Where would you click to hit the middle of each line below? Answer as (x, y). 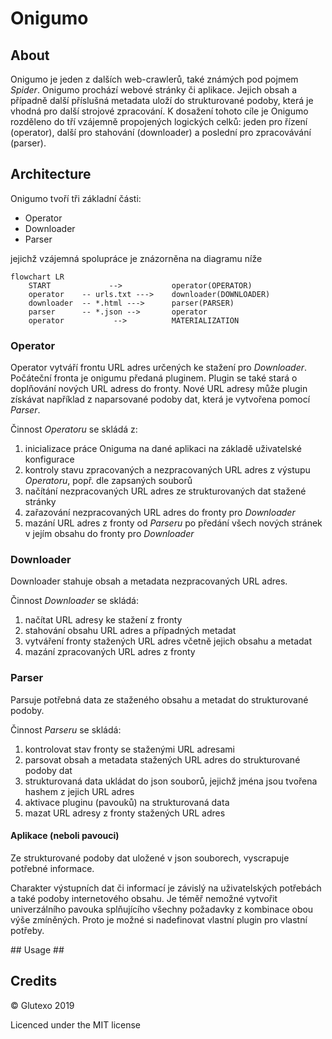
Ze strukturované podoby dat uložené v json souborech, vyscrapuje (150, 858)
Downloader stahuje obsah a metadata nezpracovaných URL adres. (149, 581)
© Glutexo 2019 (42, 1005)
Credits (34, 981)
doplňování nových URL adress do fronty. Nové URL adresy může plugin (159, 389)
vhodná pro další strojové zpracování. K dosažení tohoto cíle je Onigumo (159, 111)
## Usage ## (37, 949)
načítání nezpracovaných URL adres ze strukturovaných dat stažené (165, 491)
